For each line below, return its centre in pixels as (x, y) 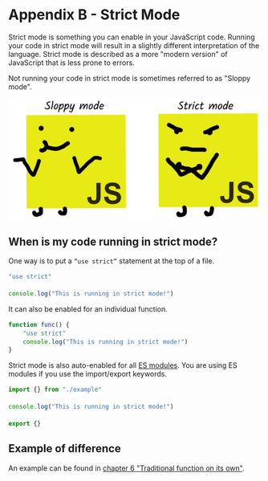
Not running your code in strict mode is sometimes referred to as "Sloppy (130, 78)
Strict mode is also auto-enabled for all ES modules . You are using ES (123, 365)
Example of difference (65, 448)
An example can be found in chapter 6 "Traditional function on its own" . (126, 468)
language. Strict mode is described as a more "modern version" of (118, 54)
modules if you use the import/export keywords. (87, 374)
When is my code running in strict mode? (113, 241)
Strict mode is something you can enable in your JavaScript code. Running (132, 37)
